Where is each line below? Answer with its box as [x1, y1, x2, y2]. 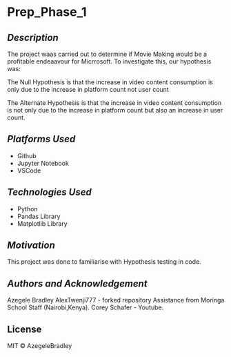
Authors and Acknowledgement [7, 278, 148, 289]
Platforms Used [7, 133, 76, 145]
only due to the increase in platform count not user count [7, 86, 169, 93]
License [7, 323, 42, 335]
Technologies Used [7, 186, 92, 198]
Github [17, 151, 37, 160]
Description [7, 32, 59, 44]
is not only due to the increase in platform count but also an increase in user [7, 106, 223, 114]
